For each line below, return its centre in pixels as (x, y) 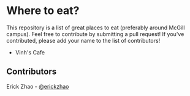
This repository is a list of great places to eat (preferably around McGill (96, 28)
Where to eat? (43, 11)
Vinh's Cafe (30, 52)
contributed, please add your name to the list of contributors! (83, 40)
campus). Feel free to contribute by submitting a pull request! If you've (95, 34)
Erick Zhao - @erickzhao (38, 86)
